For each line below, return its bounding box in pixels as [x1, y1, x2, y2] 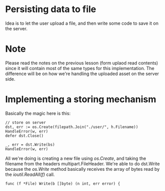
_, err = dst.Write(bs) [5, 142, 55, 147]
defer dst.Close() [5, 133, 44, 138]
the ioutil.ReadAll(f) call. [5, 171, 55, 177]
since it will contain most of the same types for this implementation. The [5, 65, 154, 71]
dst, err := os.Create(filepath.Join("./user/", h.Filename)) [5, 124, 138, 130]
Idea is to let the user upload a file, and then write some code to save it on [5, 20, 158, 26]
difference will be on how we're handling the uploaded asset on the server [5, 71, 159, 77]
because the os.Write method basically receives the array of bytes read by [5, 166, 160, 172]
